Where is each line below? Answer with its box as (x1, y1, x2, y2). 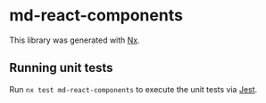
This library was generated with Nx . (9, 35, 140, 45)
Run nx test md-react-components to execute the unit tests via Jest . (9, 83, 258, 94)
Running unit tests (9, 60, 113, 75)
